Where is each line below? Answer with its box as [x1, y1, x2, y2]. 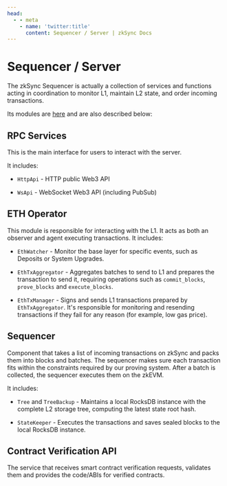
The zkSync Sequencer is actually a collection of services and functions [7, 82, 212, 90]
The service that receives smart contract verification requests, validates [7, 463, 211, 472]
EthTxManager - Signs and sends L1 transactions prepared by [17, 296, 188, 304]
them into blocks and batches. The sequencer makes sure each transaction [7, 356, 221, 364]
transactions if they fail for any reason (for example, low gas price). [17, 310, 208, 318]
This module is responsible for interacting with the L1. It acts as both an [7, 226, 208, 234]
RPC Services [7, 130, 67, 141]
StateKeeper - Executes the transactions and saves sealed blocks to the [17, 418, 220, 426]
